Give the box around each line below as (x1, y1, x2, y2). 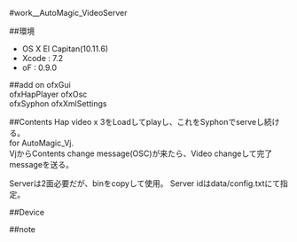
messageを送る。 (9, 160, 74, 169)
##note (9, 224, 36, 234)
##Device (9, 207, 45, 217)
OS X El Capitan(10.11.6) (21, 43, 109, 54)
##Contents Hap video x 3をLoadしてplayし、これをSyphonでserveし (9, 117, 264, 127)
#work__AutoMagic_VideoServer (9, 8, 128, 18)
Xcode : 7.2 (21, 53, 64, 63)
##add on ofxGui (9, 80, 71, 90)
